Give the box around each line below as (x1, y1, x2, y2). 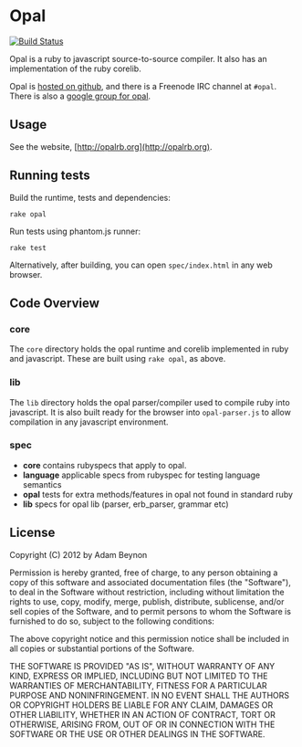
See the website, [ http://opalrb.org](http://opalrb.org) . (9, 141, 213, 152)
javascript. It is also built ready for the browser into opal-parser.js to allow (9, 406, 292, 417)
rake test (9, 243, 47, 252)
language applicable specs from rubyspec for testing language (22, 469, 261, 480)
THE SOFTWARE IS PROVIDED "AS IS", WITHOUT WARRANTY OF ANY (9, 660, 276, 671)
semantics (22, 479, 62, 489)
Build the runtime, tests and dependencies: (9, 192, 172, 203)
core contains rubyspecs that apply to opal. (22, 459, 187, 470)
